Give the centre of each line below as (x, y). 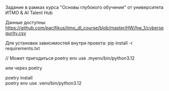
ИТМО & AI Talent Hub (29, 13)
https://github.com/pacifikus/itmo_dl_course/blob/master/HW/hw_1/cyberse (84, 28)
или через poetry (24, 68)
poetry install (19, 78)
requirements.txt (23, 48)
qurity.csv (16, 33)
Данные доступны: (26, 22)
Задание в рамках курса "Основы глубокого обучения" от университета (84, 7)
